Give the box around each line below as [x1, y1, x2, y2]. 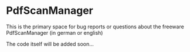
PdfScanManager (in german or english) [6, 29, 103, 36]
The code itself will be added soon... [6, 40, 94, 47]
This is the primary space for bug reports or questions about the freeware [6, 23, 185, 30]
